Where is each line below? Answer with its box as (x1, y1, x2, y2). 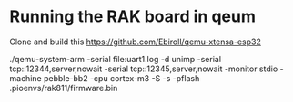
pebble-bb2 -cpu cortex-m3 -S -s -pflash (44, 72, 200, 83)
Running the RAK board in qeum (9, 6, 257, 27)
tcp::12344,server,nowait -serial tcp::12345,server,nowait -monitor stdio (9, 63, 278, 74)
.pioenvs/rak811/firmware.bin (9, 82, 118, 93)
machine (9, 72, 43, 83)
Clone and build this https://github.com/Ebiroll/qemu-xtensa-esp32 (9, 36, 261, 47)
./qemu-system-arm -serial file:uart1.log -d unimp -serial (9, 53, 221, 64)
